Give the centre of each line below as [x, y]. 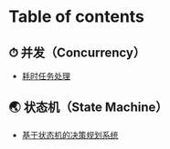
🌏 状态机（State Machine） [88, 108]
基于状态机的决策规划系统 [70, 134]
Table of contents [77, 17]
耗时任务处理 [46, 76]
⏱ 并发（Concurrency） [77, 52]
